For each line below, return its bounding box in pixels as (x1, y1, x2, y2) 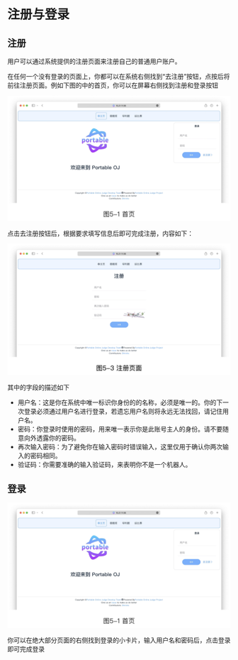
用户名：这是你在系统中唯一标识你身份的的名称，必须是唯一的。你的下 (17, 398, 223, 407)
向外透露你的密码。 (23, 434, 80, 442)
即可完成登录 (7, 645, 45, 654)
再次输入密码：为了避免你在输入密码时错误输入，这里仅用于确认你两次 (17, 442, 223, 451)
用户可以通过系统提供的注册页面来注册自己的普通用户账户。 (7, 57, 181, 65)
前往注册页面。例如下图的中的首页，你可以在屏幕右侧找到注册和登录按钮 (7, 81, 218, 89)
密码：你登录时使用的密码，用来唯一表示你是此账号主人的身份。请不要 (17, 424, 223, 433)
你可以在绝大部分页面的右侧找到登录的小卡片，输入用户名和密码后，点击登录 (7, 636, 231, 644)
